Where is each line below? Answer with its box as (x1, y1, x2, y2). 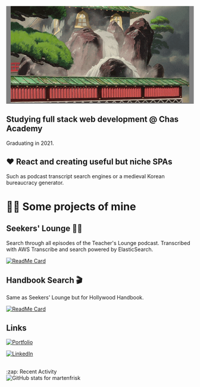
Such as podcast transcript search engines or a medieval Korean (6, 172, 165, 179)
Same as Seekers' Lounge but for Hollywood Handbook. (6, 294, 144, 301)
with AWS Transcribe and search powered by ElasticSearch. (6, 246, 154, 253)
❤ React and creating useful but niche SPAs (6, 157, 173, 167)
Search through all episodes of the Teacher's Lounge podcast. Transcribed (6, 239, 190, 246)
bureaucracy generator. (6, 179, 64, 186)
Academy (6, 123, 43, 134)
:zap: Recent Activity (6, 368, 57, 375)
